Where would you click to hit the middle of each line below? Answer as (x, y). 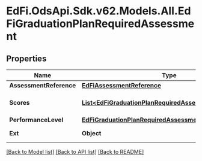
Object (92, 133)
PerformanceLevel (36, 120)
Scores (20, 103)
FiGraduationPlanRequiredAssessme (100, 24)
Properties (26, 58)
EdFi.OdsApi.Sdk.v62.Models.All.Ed (99, 11)
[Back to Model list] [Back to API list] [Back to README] (75, 152)
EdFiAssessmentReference (121, 85)
